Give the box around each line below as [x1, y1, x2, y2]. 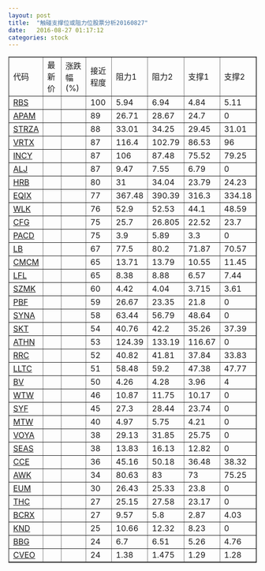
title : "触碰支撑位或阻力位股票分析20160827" [8, 19, 148, 27]
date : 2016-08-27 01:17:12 [8, 26, 104, 34]
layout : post [8, 11, 51, 20]
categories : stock [8, 33, 69, 42]
